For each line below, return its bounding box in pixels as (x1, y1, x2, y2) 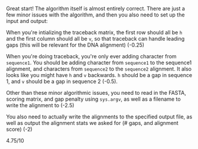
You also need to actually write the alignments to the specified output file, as (6, 113, 193, 120)
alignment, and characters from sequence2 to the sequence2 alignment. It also (6, 65, 192, 72)
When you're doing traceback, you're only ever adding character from (6, 53, 177, 59)
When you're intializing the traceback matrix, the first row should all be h (6, 29, 183, 36)
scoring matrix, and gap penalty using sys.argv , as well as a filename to (6, 95, 181, 102)
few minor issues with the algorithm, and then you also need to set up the (6, 11, 185, 18)
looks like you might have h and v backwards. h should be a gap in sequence (6, 72, 193, 78)
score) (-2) (6, 126, 33, 133)
